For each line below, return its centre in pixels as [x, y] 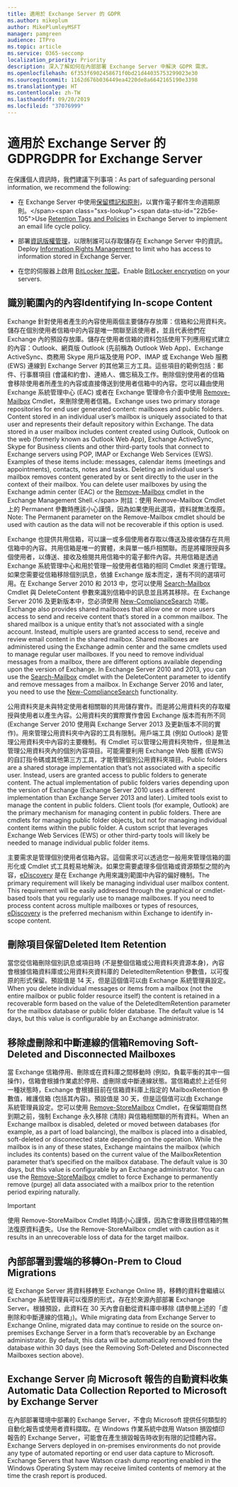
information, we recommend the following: [69, 187]
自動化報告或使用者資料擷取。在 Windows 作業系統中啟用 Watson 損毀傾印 [116, 1428]
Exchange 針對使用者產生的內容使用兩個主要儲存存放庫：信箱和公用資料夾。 [119, 321]
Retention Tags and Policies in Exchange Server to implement [138, 218]
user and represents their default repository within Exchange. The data [110, 424]
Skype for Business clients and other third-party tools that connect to [108, 446]
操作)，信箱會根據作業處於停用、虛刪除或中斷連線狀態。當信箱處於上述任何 [117, 1081]
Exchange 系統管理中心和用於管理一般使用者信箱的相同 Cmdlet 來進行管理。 [119, 565]
